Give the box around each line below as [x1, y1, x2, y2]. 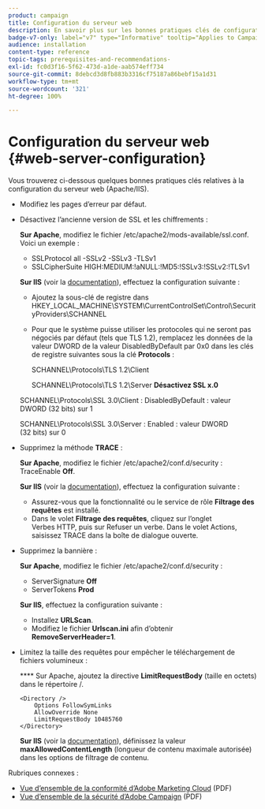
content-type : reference [8, 48, 90, 56]
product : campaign [8, 11, 69, 20]
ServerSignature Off [31, 576, 97, 586]
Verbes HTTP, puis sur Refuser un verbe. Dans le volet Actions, [31, 522, 237, 532]
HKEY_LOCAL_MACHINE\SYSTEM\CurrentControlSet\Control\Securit [31, 301, 256, 311]
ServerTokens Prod [31, 585, 95, 595]
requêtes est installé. [31, 505, 101, 515]
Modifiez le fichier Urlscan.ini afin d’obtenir [31, 624, 174, 633]
